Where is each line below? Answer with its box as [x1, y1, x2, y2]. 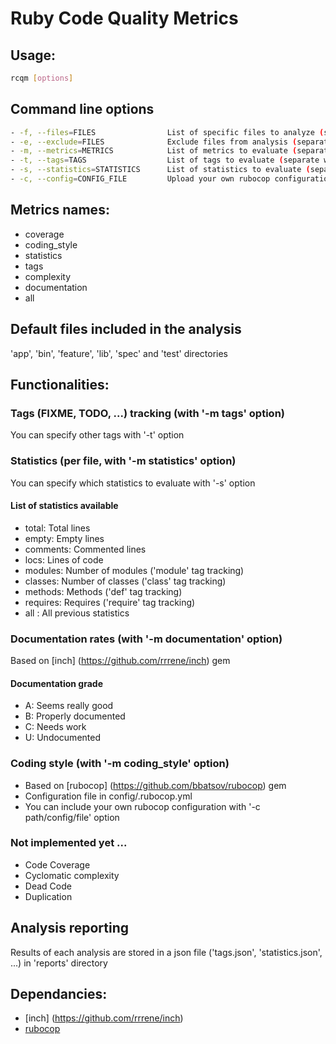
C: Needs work [24, 721, 87, 733]
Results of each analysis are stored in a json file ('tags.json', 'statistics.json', [10, 946, 323, 958]
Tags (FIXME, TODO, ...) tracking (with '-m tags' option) [10, 406, 285, 420]
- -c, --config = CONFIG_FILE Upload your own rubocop [10, 174, 271, 184]
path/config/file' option [24, 811, 120, 823]
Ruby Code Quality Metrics [10, 7, 239, 30]
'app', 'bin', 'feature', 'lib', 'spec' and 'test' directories [10, 347, 228, 359]
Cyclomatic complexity [24, 869, 120, 881]
